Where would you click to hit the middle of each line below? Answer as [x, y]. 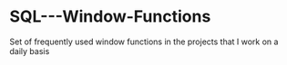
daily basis [30, 51]
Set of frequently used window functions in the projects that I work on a [144, 42]
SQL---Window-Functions [110, 17]
